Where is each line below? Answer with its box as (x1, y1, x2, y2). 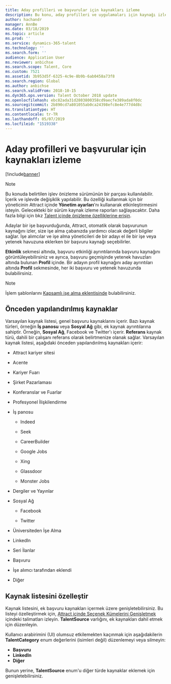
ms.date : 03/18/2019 (5, 27, 49, 32)
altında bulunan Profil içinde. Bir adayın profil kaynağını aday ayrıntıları (5, 259, 153, 265)
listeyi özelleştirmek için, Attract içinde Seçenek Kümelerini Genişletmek (5, 611, 156, 617)
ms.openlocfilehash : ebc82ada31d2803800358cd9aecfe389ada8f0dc (5, 97, 142, 103)
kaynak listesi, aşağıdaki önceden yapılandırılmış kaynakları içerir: (5, 340, 143, 346)
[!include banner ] (5, 171, 40, 177)
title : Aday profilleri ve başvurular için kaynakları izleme (5, 7, 140, 13)
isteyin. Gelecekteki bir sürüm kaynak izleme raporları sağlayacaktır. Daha (5, 207, 160, 213)
